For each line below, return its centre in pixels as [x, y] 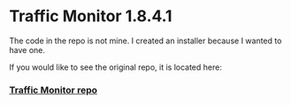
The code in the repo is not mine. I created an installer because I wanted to [145, 41]
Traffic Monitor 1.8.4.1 [91, 16]
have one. [27, 49]
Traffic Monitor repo [53, 90]
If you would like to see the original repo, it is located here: [116, 67]
